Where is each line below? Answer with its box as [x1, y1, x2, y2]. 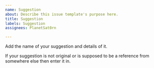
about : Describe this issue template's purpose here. [5, 12, 119, 17]
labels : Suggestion [5, 21, 46, 26]
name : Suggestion [5, 7, 41, 12]
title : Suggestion [5, 16, 43, 21]
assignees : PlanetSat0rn [5, 26, 56, 31]
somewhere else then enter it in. [5, 58, 71, 64]
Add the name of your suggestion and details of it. [5, 43, 107, 49]
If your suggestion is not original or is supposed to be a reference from [5, 53, 150, 59]
